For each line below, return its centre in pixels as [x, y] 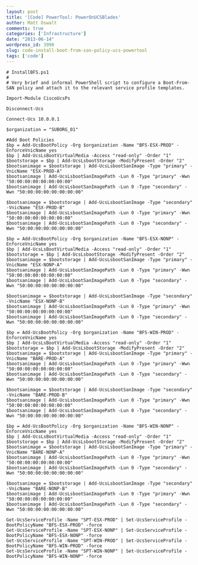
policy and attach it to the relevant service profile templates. [101, 88]
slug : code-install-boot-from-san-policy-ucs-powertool [77, 51]
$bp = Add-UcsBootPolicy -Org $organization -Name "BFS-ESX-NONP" [90, 238]
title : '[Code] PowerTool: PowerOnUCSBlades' [63, 17]
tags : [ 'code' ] [25, 56]
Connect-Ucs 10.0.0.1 [33, 119]
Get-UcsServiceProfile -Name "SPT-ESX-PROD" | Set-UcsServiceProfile [94, 520]
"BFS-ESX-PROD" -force [74, 525]
